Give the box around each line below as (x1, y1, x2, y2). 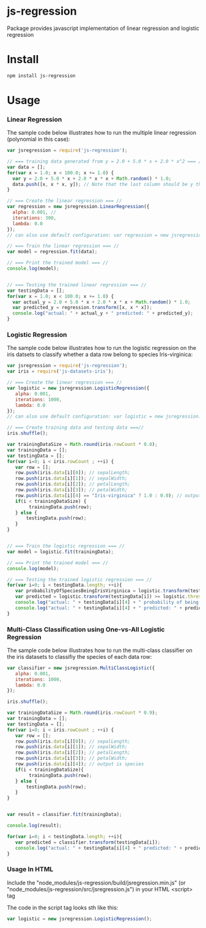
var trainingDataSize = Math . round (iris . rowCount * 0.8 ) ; (7, 442, 158, 448)
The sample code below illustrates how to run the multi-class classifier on (7, 647, 193, 654)
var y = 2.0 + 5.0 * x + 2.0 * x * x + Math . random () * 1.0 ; (12, 176, 172, 182)
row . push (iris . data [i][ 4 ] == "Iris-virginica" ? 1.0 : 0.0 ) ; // (15, 492, 183, 499)
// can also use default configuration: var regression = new (7, 232, 169, 238)
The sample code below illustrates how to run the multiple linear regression (7, 129, 196, 136)
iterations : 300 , (12, 215, 57, 221)
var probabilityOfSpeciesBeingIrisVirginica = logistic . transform (15, 588, 188, 594)
